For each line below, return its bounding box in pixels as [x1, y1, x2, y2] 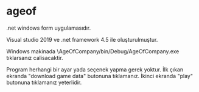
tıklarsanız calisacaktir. [6, 54, 63, 61]
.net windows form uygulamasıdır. [6, 24, 91, 31]
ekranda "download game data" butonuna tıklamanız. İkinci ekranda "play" [6, 72, 194, 79]
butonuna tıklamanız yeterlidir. [6, 79, 82, 86]
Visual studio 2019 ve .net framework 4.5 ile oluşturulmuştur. [6, 36, 158, 43]
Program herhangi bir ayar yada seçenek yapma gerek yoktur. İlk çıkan [6, 65, 184, 73]
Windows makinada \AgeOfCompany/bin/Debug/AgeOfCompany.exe [6, 47, 180, 55]
